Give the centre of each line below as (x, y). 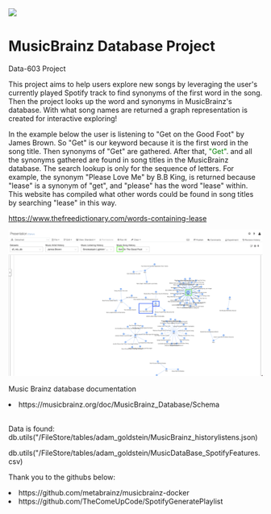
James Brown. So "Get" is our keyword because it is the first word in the (128, 142)
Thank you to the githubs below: (62, 477)
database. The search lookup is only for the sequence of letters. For (121, 168)
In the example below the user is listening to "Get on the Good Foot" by (126, 134)
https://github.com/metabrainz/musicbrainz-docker (104, 492)
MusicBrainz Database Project (112, 46)
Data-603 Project (37, 69)
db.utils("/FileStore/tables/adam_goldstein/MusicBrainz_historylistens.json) (133, 437)
